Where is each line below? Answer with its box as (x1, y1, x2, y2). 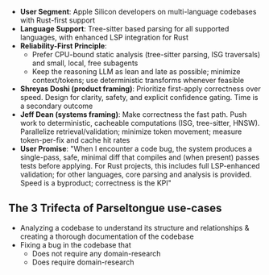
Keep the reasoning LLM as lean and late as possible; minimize (31, 67, 241, 76)
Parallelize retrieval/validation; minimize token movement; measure (19, 127, 242, 136)
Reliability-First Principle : (19, 41, 107, 51)
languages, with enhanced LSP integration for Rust (19, 32, 189, 42)
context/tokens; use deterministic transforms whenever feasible (31, 76, 244, 85)
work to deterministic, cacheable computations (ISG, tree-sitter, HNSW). (19, 119, 260, 127)
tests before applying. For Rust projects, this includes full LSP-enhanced (19, 161, 260, 170)
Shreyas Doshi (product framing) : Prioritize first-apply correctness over (19, 84, 261, 94)
